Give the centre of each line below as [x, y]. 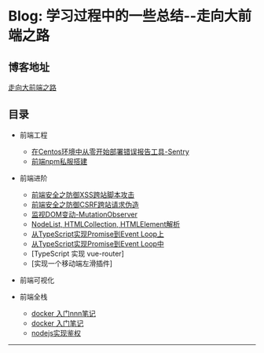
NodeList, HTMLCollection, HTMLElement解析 [106, 224]
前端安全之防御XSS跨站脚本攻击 [83, 195]
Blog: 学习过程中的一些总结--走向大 [123, 16]
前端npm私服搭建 [59, 161]
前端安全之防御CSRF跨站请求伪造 [85, 204]
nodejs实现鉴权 [56, 333]
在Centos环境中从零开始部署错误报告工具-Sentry [110, 151]
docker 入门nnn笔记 [64, 313]
